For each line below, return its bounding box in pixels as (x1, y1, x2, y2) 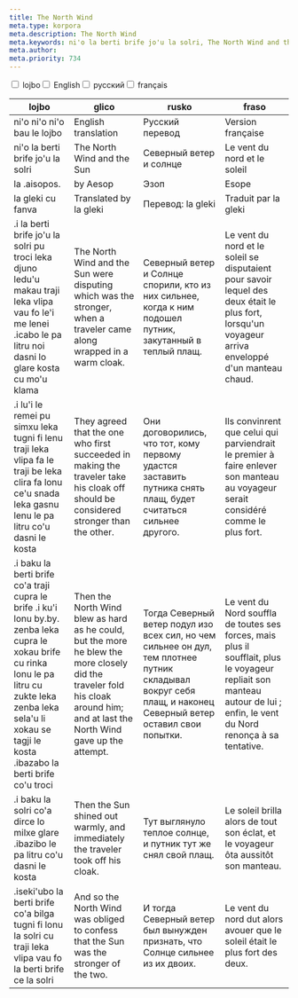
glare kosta (13, 362, 60, 373)
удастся (143, 460, 177, 471)
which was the (74, 290, 135, 302)
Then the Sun (74, 799, 130, 811)
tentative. (224, 740, 264, 752)
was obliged (74, 913, 125, 925)
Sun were (74, 268, 114, 279)
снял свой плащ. (143, 849, 215, 860)
